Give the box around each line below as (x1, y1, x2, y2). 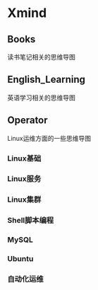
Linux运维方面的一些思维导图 (7, 134, 92, 142)
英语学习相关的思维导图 (7, 93, 75, 102)
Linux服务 (7, 174, 42, 184)
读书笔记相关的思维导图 (7, 53, 75, 61)
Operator (7, 115, 48, 127)
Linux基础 (7, 153, 42, 163)
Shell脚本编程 (7, 216, 54, 226)
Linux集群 (7, 195, 42, 204)
